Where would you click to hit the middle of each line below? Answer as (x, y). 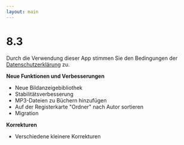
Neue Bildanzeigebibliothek (48, 87)
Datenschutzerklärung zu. (38, 64)
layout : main (22, 12)
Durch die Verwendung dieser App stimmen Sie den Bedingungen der (92, 58)
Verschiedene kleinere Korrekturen (58, 136)
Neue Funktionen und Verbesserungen (55, 76)
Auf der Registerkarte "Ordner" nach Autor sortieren (79, 107)
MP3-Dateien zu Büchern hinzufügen (61, 100)
